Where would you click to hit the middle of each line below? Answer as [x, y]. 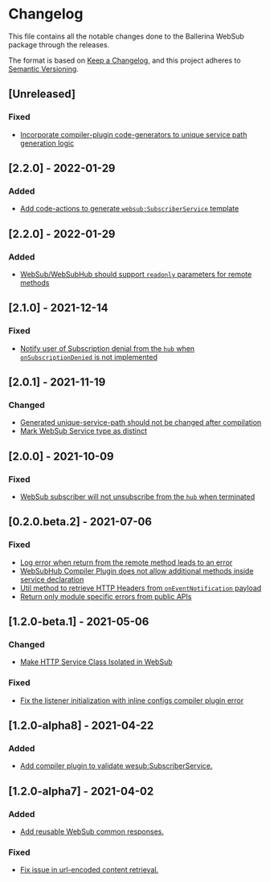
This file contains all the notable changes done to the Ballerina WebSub [127, 36]
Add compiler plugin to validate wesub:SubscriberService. [116, 766]
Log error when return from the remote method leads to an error [126, 562]
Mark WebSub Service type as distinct [83, 431]
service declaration [52, 579]
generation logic [47, 143]
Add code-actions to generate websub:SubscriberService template [129, 209]
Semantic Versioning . [43, 68]
